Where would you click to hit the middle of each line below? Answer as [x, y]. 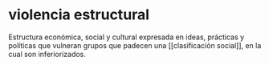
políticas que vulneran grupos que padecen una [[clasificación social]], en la [135, 45]
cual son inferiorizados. [47, 54]
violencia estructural [79, 15]
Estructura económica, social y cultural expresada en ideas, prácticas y [126, 37]
